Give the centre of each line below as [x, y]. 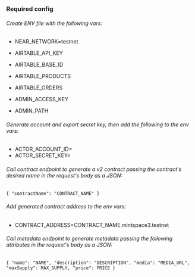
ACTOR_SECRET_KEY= [43, 155]
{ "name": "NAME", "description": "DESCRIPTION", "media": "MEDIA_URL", [98, 263]
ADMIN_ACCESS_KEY [42, 99]
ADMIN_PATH [32, 111]
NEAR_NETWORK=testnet [46, 42]
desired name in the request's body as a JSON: [65, 175]
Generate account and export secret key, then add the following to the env [97, 125]
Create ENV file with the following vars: [54, 23]
